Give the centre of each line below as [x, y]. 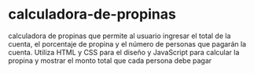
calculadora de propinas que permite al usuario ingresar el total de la [120, 36]
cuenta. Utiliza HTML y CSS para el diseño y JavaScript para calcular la [124, 52]
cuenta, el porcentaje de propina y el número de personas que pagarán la [127, 43]
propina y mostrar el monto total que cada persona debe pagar [110, 61]
